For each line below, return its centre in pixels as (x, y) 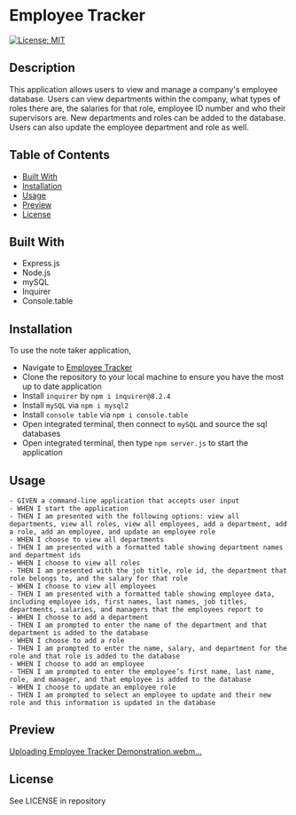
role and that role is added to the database (94, 656)
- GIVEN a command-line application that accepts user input (125, 501)
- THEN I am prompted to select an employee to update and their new (140, 695)
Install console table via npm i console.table (105, 415)
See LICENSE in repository (58, 801)
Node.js (36, 273)
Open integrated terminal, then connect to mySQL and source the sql (144, 424)
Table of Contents (60, 155)
